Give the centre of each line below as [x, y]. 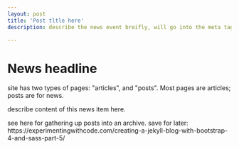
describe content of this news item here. [67, 109]
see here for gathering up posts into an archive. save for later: [98, 123]
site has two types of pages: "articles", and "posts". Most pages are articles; [119, 88]
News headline [52, 68]
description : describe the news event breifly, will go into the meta [114, 27]
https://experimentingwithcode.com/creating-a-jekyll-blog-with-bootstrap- [118, 131]
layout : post [27, 14]
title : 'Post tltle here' [46, 21]
